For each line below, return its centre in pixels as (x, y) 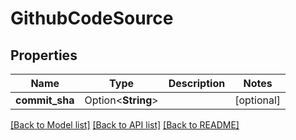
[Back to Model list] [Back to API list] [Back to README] (125, 125)
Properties (44, 55)
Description (197, 83)
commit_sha (45, 100)
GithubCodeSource (92, 18)
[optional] (258, 100)
